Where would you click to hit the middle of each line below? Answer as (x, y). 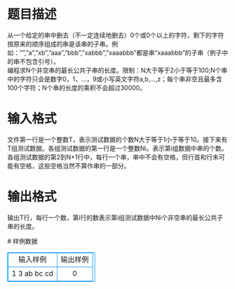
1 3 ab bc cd (33, 273)
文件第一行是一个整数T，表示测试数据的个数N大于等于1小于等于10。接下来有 (117, 139)
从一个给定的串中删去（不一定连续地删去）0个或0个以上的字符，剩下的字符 (116, 35)
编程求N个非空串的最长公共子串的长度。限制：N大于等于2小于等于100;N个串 (117, 70)
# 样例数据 (22, 241)
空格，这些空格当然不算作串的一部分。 (75, 166)
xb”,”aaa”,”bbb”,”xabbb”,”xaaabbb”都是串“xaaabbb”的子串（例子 (130, 53)
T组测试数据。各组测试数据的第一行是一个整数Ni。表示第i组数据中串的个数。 (117, 148)
